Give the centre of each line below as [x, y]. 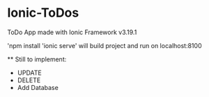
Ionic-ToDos [43, 13]
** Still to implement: [37, 59]
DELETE [29, 80]
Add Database [38, 87]
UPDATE [29, 73]
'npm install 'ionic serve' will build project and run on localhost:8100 [104, 45]
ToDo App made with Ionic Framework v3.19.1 [72, 32]
